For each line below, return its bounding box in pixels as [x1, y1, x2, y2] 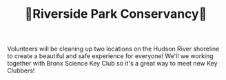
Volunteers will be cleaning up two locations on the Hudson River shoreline [7, 44, 220, 53]
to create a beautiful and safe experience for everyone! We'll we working [7, 52, 214, 60]
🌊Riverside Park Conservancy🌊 [24, 6, 207, 22]
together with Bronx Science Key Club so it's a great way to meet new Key [7, 59, 218, 68]
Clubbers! [7, 66, 35, 75]
